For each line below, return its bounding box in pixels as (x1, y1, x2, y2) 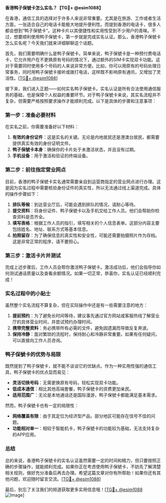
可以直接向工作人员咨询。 (12, 337, 65, 343)
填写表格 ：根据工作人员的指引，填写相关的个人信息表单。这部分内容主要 (12, 220, 160, 226)
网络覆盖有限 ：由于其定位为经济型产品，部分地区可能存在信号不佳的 (12, 413, 151, 419)
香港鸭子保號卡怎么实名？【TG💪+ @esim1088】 (5, 5, 104, 10)
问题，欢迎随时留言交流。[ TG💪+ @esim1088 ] (9, 476, 101, 482)
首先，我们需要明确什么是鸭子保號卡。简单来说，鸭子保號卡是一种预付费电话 (5, 50, 161, 56)
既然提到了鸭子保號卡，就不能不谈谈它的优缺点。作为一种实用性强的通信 (5, 363, 152, 369)
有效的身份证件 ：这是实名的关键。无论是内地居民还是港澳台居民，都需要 (12, 134, 160, 140)
